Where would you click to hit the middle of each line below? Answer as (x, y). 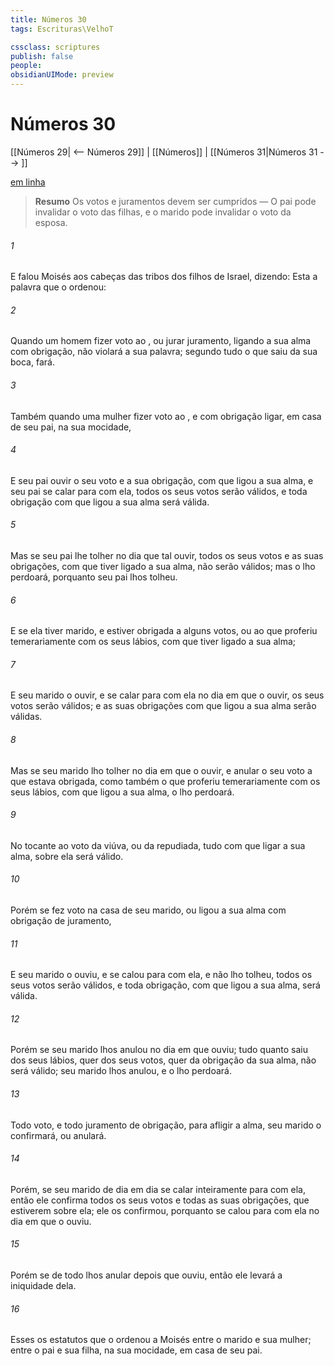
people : (26, 66)
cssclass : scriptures (55, 47)
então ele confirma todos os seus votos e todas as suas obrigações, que (160, 1200)
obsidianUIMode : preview (62, 75)
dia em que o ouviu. (51, 1221)
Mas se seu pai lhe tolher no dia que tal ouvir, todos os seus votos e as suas (167, 555)
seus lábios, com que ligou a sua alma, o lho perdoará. (122, 792)
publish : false (42, 56)
